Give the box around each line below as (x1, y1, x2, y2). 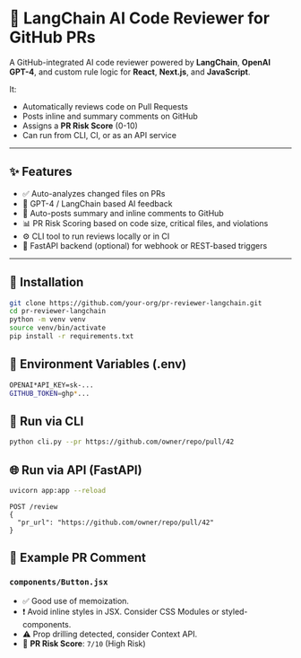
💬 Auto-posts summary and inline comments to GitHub (21, 207, 224, 218)
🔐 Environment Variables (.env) (9, 356, 186, 372)
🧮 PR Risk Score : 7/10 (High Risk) (21, 637, 146, 649)
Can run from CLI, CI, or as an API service (21, 129, 177, 140)
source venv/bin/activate (9, 323, 106, 333)
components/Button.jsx (9, 577, 108, 587)
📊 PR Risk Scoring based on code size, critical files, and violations (21, 217, 269, 228)
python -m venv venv (9, 315, 87, 324)
